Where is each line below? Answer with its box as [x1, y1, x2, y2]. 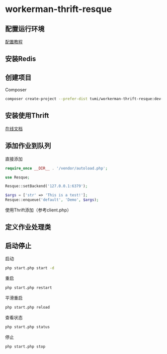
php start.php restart [5, 285, 52, 290]
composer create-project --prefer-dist [5, 96, 88, 102]
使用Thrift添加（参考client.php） [5, 207, 72, 213]
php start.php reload [5, 305, 50, 310]
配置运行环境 [5, 24, 45, 33]
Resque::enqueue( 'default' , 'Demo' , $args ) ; [5, 197, 99, 202]
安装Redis [5, 55, 36, 63]
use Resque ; [5, 175, 30, 180]
